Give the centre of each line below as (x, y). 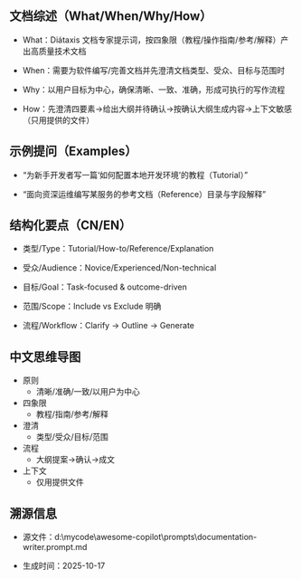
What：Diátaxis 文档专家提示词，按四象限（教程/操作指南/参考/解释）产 (155, 40)
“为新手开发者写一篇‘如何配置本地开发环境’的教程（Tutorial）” (135, 175)
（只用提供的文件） (58, 119)
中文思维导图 (45, 357)
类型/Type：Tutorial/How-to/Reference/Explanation (118, 249)
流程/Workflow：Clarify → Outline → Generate (108, 326)
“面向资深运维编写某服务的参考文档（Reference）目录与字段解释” (144, 194)
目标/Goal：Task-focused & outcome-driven (105, 287)
